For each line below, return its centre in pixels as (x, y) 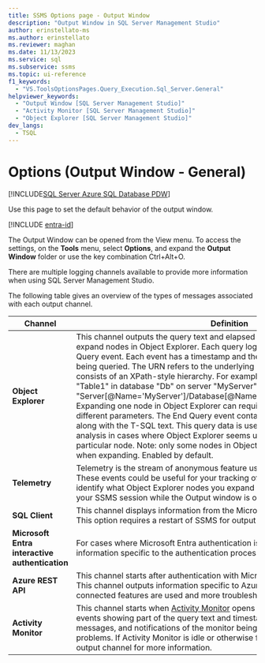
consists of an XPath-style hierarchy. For (152, 376)
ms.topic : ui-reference (47, 74)
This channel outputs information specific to (157, 585)
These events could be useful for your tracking (163, 478)
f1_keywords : (30, 81)
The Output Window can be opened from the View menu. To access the (125, 240)
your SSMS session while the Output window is (163, 497)
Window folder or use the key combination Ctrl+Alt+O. (97, 257)
